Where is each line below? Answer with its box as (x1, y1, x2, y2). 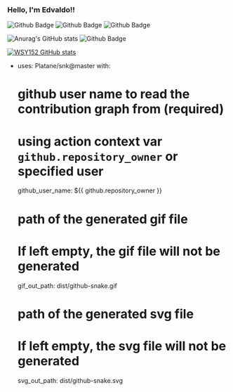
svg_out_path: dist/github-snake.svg (17, 376, 124, 384)
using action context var (17, 133, 163, 149)
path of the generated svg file (17, 306, 194, 322)
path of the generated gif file (17, 211, 188, 227)
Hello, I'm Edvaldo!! (7, 5, 76, 15)
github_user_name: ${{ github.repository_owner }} (17, 186, 163, 195)
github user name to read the (17, 86, 190, 103)
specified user (17, 163, 104, 179)
